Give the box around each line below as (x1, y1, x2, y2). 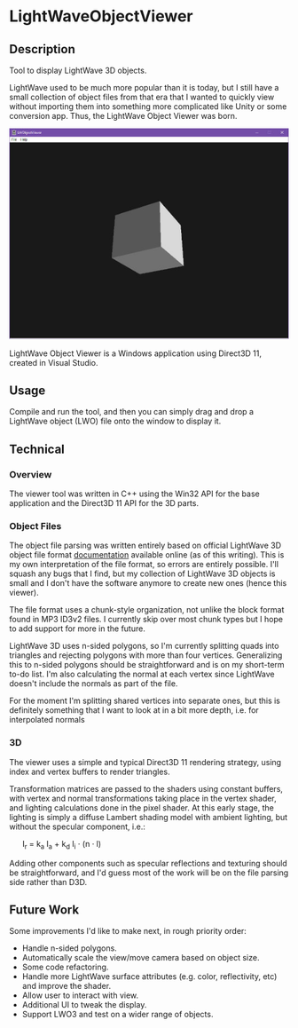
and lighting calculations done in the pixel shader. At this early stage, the (9, 802, 275, 813)
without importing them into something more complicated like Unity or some (9, 101, 287, 112)
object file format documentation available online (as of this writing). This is (9, 550, 285, 560)
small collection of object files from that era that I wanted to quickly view (9, 91, 275, 102)
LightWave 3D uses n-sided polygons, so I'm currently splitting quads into (9, 641, 279, 652)
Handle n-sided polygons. (21, 943, 117, 953)
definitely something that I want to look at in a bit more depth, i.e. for (9, 705, 259, 716)
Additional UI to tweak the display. (21, 1000, 147, 1010)
